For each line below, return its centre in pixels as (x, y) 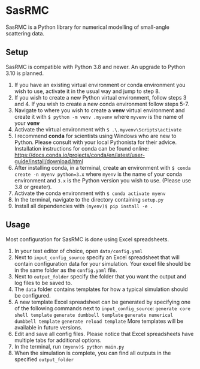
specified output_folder (44, 359)
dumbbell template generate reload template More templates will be (99, 321)
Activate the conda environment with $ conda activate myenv (90, 193)
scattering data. (25, 33)
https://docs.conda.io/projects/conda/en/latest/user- (79, 155)
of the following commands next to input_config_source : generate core (102, 308)
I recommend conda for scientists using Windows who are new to (96, 136)
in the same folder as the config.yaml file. (66, 270)
